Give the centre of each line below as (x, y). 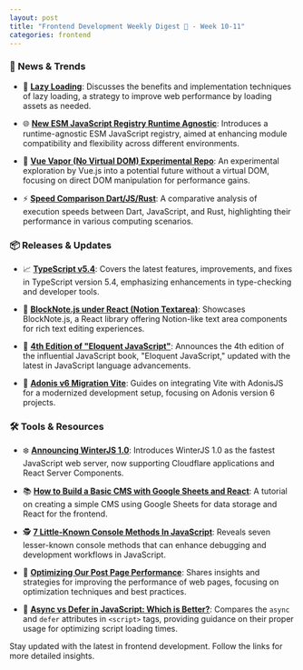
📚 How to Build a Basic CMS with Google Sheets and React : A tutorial (155, 491)
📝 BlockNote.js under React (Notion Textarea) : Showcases (134, 309)
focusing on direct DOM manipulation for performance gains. (137, 180)
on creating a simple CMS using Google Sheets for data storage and (150, 505)
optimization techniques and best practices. (104, 592)
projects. (39, 402)
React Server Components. (73, 473)
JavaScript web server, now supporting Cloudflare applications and (148, 464)
